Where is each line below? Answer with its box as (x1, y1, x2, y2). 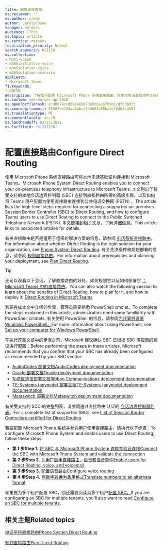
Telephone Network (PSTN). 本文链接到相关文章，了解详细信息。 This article (5, 220, 157, 226)
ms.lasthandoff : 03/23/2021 (5, 120, 62, 125)
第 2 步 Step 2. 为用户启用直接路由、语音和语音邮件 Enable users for (12, 457, 147, 463)
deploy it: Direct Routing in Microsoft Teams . (5, 294, 94, 300)
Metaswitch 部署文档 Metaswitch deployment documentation (12, 393, 133, 399)
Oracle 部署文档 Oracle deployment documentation (12, 370, 113, 376)
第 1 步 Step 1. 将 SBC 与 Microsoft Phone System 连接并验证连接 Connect (12, 446, 158, 451)
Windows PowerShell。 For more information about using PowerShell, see (5, 321, 151, 328)
